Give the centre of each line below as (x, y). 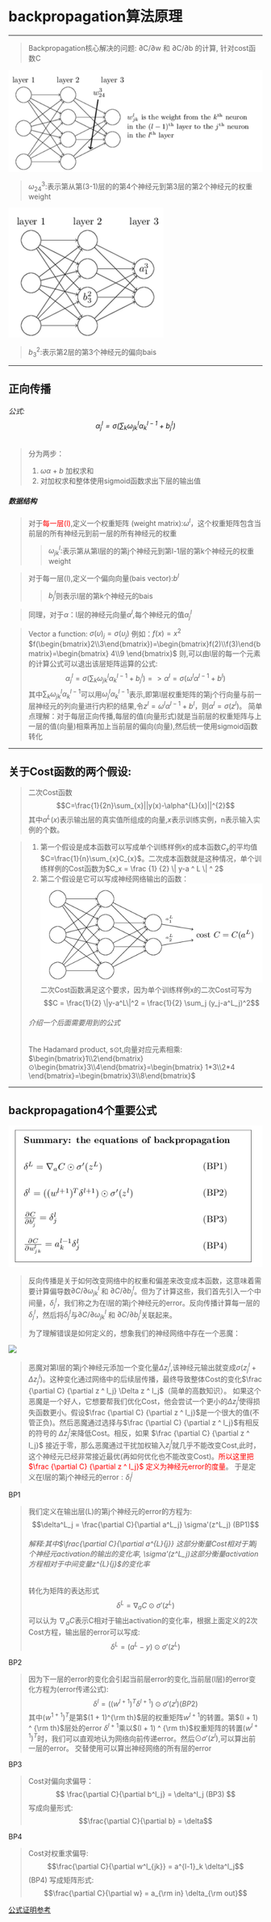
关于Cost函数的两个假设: (70, 772)
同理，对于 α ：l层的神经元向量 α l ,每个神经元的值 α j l (110, 615)
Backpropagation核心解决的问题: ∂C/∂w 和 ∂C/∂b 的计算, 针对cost (138, 48)
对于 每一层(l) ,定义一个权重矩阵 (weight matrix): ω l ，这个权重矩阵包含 (141, 522)
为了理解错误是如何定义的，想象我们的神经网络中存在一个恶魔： (134, 1333)
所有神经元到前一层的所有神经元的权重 (113, 533)
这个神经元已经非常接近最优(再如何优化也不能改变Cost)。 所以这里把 (141, 1457)
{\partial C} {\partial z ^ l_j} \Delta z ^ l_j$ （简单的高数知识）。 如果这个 (145, 1390)
